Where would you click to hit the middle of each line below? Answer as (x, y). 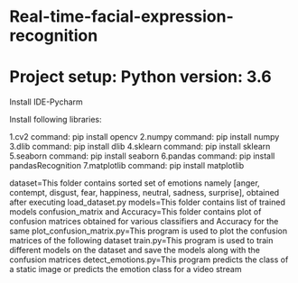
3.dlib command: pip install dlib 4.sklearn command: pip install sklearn (140, 147)
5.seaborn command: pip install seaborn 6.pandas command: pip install (142, 156)
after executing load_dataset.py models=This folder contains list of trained (148, 202)
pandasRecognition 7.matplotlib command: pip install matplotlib (127, 166)
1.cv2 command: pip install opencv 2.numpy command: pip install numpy (144, 137)
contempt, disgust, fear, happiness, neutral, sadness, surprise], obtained (144, 193)
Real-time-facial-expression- (122, 17)
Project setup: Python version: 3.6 (141, 77)
